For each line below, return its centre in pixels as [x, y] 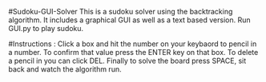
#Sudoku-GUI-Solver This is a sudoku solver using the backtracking [121, 12]
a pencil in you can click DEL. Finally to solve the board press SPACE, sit [127, 61]
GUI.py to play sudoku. [46, 28]
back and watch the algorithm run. [65, 69]
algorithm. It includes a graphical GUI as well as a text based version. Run [129, 20]
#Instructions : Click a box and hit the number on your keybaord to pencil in [133, 44]
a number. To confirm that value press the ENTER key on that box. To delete [133, 52]
